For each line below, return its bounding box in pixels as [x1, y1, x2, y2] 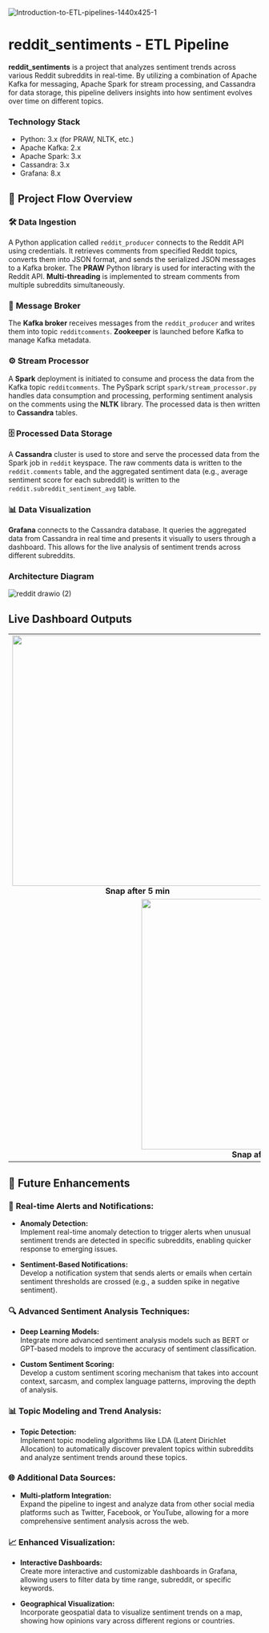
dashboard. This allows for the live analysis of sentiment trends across [8, 542, 242, 552]
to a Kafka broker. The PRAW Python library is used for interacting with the [8, 263, 255, 273]
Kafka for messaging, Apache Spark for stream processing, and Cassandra [8, 79, 256, 88]
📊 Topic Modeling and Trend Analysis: [8, 1405, 162, 1417]
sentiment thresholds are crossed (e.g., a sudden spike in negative [19, 1276, 240, 1286]
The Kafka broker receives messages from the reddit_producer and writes [8, 318, 255, 328]
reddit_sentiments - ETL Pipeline [8, 36, 230, 54]
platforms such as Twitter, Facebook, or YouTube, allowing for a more [19, 1507, 250, 1517]
